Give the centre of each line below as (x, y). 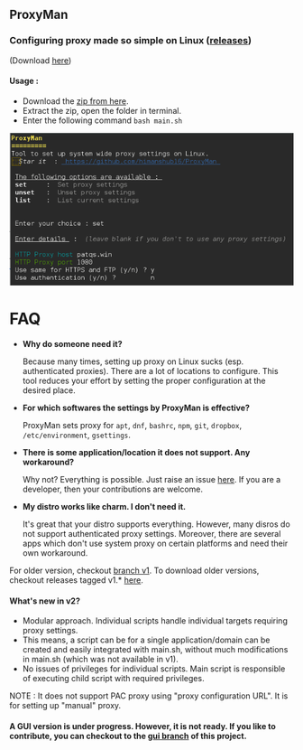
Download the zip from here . (75, 101)
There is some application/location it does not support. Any (136, 453)
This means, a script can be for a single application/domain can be (146, 640)
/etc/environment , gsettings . (76, 435)
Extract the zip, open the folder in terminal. (102, 110)
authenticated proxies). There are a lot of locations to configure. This (150, 371)
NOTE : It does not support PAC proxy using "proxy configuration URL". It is (149, 696)
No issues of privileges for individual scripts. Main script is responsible (154, 669)
